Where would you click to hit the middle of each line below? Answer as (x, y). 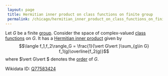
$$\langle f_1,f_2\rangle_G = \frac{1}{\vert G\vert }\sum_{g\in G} (84, 46)
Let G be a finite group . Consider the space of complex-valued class (75, 33)
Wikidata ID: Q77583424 (30, 69)
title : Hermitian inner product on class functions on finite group (80, 14)
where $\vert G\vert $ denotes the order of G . (52, 59)
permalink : (18, 19)
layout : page (21, 10)
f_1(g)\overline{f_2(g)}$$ (84, 51)
